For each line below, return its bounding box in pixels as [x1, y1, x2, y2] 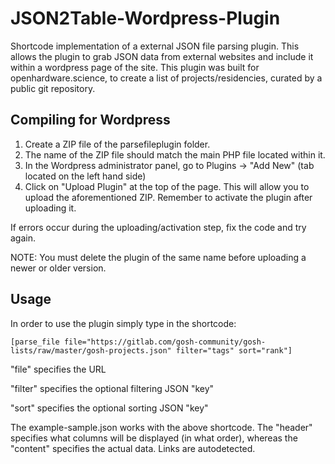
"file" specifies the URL [10, 363, 107, 375]
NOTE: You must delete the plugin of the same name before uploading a [10, 251, 307, 263]
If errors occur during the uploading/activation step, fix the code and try [10, 221, 307, 233]
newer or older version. [10, 262, 107, 274]
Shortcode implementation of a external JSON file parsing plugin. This [10, 40, 300, 52]
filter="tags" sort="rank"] [175, 345, 293, 356]
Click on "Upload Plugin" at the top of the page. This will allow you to [24, 180, 310, 192]
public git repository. [10, 82, 96, 94]
